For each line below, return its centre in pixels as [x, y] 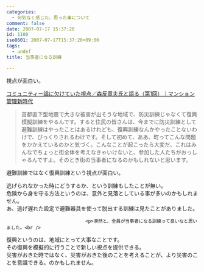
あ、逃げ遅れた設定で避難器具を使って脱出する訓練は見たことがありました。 [102, 208]
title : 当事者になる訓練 [34, 57]
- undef [22, 52]
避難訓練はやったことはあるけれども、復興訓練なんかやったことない [106, 129]
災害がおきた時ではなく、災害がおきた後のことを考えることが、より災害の [100, 255]
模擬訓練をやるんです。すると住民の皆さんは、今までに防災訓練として [109, 122]
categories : [21, 12]
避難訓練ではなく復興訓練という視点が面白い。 [65, 173]
